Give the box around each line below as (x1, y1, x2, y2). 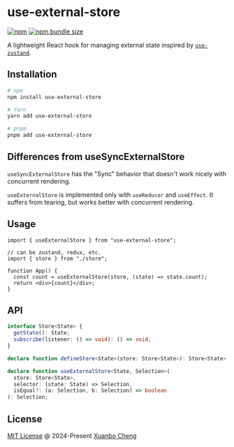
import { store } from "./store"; (7, 255, 108, 262)
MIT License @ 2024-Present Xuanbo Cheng (7, 432, 138, 440)
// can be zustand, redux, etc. (7, 249, 101, 256)
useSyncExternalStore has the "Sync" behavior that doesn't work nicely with (7, 169, 227, 178)
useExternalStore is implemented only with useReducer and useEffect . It (7, 190, 214, 199)
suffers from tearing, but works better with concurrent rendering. (7, 198, 194, 206)
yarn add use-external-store (7, 112, 92, 119)
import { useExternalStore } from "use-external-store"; (7, 237, 177, 244)
